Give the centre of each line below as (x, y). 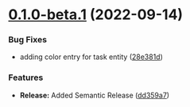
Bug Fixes (28, 40)
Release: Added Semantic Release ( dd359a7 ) (94, 95)
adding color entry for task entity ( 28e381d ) (91, 57)
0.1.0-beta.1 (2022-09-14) (96, 15)
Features (26, 77)
